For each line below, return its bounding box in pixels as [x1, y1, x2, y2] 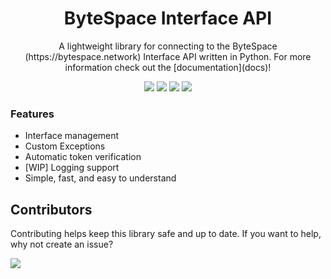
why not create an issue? [10, 238, 114, 251]
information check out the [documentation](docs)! [64, 61, 272, 73]
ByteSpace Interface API [63, 7, 273, 30]
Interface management [24, 130, 120, 142]
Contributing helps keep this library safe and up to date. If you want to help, [10, 228, 322, 240]
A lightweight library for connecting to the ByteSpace [58, 40, 278, 52]
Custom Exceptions [24, 140, 106, 152]
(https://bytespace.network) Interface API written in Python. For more [24, 50, 312, 62]
